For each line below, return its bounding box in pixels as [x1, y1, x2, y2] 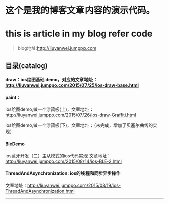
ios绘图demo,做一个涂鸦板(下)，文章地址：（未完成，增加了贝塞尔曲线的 [5, 122, 153, 128]
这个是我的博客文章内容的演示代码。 [5, 5, 155, 16]
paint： [5, 94, 21, 100]
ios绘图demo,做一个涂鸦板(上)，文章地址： [5, 106, 94, 112]
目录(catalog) [5, 61, 48, 70]
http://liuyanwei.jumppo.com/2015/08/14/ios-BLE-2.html [5, 158, 122, 164]
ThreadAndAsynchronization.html [5, 188, 75, 194]
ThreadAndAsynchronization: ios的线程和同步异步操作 [5, 170, 121, 176]
